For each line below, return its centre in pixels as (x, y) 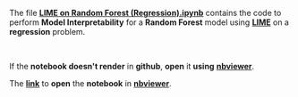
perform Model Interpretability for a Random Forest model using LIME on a (149, 22)
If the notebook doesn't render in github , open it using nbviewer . (132, 66)
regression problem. (47, 32)
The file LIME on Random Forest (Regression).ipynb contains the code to (145, 13)
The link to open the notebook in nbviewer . (90, 83)
